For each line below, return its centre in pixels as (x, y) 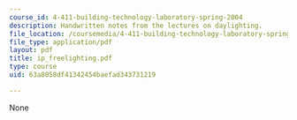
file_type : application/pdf (61, 42)
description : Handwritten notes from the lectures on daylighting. (136, 26)
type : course (33, 67)
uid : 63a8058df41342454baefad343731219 (83, 75)
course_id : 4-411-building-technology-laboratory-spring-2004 (126, 17)
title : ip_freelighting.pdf (61, 58)
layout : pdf (31, 50)
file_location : (37, 34)
